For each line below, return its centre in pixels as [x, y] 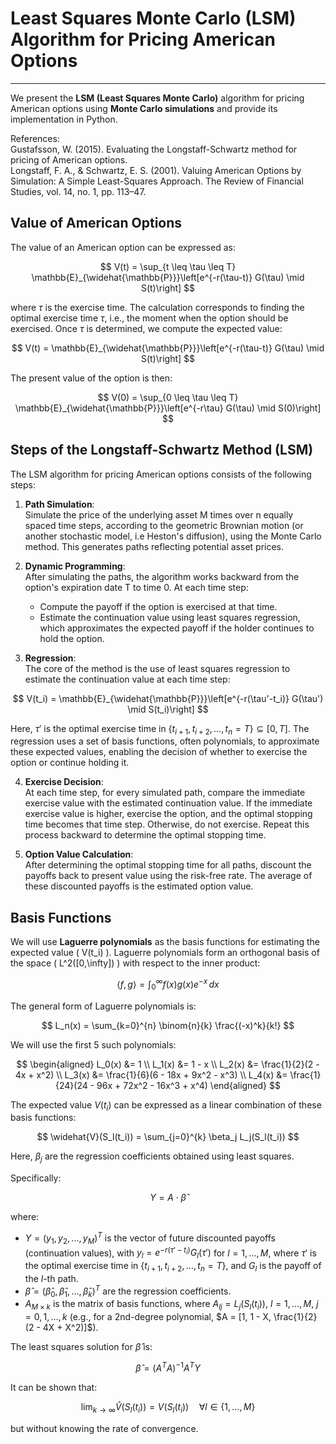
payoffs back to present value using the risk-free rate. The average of [168, 876]
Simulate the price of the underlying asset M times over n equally [159, 514]
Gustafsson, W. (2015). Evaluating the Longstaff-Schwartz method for [154, 149]
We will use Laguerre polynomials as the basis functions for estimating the [165, 942]
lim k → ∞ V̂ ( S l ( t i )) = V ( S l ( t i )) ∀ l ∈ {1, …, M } [168, 1407]
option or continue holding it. [70, 763]
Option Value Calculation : [79, 854]
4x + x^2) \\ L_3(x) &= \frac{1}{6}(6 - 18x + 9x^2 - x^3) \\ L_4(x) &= [151, 1074]
